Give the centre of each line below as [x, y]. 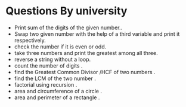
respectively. [30, 40]
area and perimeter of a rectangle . [57, 97]
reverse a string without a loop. [52, 59]
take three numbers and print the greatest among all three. [86, 53]
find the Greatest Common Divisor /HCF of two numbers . [85, 72]
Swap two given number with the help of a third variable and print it [97, 33]
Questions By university [66, 11]
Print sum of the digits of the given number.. [68, 27]
